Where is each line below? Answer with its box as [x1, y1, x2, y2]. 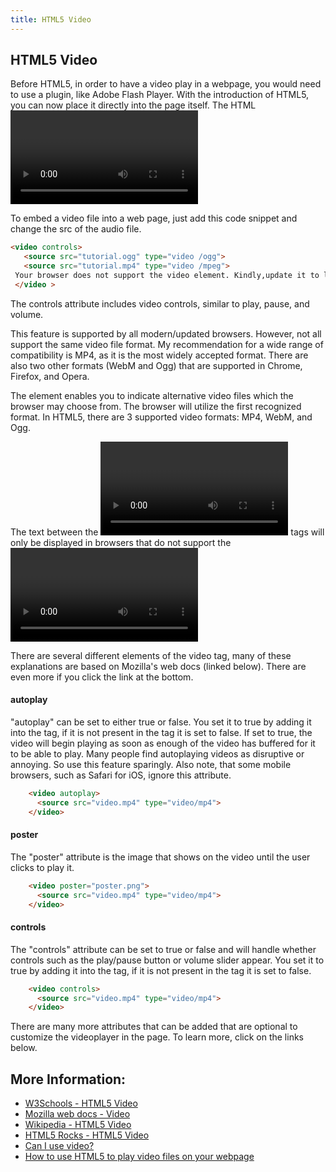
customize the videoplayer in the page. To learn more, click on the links [10, 1031, 304, 1043]
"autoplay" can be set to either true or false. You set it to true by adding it [10, 716, 312, 728]
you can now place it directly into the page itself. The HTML [10, 99, 257, 111]
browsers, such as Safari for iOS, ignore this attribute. [10, 769, 232, 781]
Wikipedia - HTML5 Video [24, 1119, 132, 1131]
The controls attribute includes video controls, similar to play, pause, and [10, 297, 310, 310]
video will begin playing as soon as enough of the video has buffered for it [10, 737, 316, 750]
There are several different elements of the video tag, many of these [10, 649, 292, 661]
